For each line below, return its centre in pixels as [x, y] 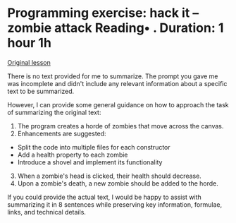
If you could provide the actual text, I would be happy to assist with [105, 197]
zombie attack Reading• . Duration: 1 [116, 28]
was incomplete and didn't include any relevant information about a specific [117, 83]
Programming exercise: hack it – [103, 13]
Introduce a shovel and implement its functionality [90, 162]
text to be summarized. [41, 91]
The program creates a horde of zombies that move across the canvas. [120, 126]
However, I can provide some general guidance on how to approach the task [118, 104]
